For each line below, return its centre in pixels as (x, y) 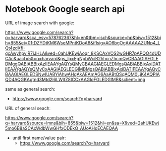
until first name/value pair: (39, 138)
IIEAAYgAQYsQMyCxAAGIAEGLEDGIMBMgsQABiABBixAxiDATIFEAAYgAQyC (83, 69)
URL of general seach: (28, 108)
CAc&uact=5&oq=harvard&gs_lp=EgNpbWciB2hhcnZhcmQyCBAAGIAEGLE (82, 58)
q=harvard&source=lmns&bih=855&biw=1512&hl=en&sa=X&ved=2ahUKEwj (82, 123)
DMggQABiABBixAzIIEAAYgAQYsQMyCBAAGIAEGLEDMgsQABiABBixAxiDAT (83, 64)
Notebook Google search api (65, 9)
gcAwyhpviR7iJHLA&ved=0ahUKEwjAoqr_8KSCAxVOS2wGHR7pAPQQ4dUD (83, 53)
